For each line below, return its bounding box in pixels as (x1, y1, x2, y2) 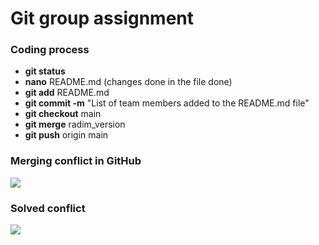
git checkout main (24, 108, 102, 120)
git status (24, 65, 66, 77)
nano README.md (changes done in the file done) (24, 76, 233, 88)
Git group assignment (10, 7, 195, 30)
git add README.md (24, 87, 110, 99)
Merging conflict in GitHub (10, 154, 142, 168)
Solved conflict (10, 201, 86, 215)
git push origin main (24, 129, 109, 141)
